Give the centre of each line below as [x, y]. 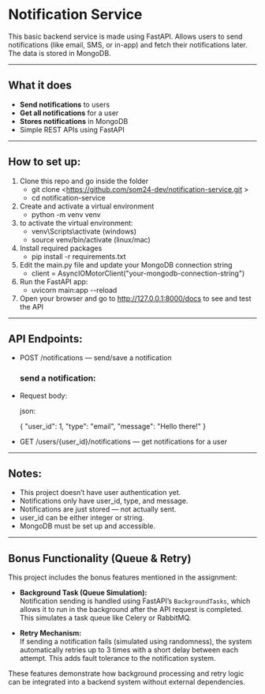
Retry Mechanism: [50, 633]
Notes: [25, 474]
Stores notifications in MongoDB [74, 121]
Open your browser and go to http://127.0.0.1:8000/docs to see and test [135, 298]
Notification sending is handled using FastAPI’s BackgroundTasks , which [135, 601]
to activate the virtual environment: [76, 223]
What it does [40, 86]
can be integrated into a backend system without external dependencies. [127, 682]
